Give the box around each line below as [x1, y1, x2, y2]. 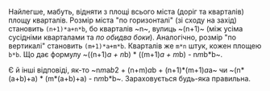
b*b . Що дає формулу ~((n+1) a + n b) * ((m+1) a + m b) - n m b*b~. [8, 50, 223, 59]
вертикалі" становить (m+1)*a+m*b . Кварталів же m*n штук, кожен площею [8, 41, 262, 51]
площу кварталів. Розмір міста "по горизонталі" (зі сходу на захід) [8, 15, 238, 25]
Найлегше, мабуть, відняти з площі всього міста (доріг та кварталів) [8, 7, 244, 16]
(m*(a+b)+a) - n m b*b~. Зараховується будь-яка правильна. [44, 74, 251, 83]
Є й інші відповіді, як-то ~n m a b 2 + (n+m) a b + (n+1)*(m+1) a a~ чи [8, 65, 228, 75]
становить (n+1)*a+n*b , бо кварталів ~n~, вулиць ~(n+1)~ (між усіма [8, 24, 243, 33]
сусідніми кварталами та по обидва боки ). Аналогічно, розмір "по [8, 32, 236, 42]
